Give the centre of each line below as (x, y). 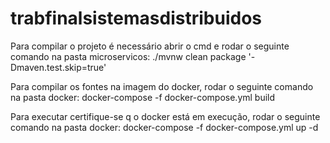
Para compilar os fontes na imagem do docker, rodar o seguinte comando (162, 86)
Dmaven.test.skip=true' (58, 67)
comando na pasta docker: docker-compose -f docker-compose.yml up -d (164, 127)
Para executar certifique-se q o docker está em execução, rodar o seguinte (165, 116)
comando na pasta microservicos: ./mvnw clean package (128, 56)
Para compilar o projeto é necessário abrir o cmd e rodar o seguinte (150, 46)
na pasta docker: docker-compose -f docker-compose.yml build (143, 97)
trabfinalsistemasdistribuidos (136, 18)
